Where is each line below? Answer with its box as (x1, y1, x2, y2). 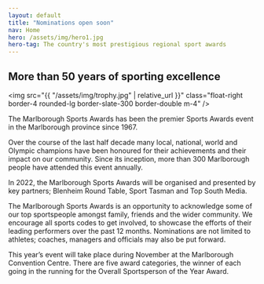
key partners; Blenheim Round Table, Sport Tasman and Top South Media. (8, 186, 247, 195)
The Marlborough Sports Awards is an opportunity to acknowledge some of (8, 201, 253, 210)
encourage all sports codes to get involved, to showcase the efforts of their (8, 217, 252, 228)
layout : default (8, 11, 61, 20)
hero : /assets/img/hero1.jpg (8, 33, 104, 42)
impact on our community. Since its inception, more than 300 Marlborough (8, 154, 250, 163)
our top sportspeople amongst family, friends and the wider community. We (8, 209, 253, 219)
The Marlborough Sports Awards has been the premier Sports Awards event (8, 114, 254, 123)
